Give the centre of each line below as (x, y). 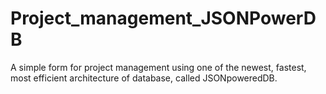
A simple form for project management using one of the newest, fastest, (158, 67)
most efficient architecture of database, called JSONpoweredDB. (144, 78)
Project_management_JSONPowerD (163, 18)
